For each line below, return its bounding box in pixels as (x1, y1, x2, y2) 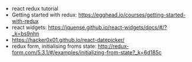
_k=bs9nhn (11, 30, 40, 37)
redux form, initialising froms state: (11, 43, 97, 50)
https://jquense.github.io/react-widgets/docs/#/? (48, 24, 167, 31)
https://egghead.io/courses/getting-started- (78, 11, 186, 18)
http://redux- (97, 43, 129, 50)
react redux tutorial (11, 5, 58, 12)
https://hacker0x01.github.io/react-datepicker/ (11, 37, 125, 43)
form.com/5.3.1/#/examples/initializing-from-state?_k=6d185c (11, 49, 162, 56)
